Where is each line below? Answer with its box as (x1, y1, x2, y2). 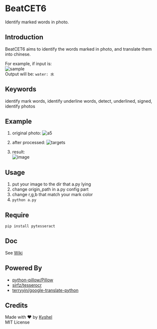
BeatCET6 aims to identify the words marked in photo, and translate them (5, 46, 152, 52)
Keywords (5, 85, 36, 93)
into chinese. (5, 51, 31, 57)
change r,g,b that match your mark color (12, 192, 93, 198)
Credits (5, 301, 28, 310)
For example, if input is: (5, 60, 52, 66)
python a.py (12, 198, 36, 202)
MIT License (5, 319, 30, 325)
